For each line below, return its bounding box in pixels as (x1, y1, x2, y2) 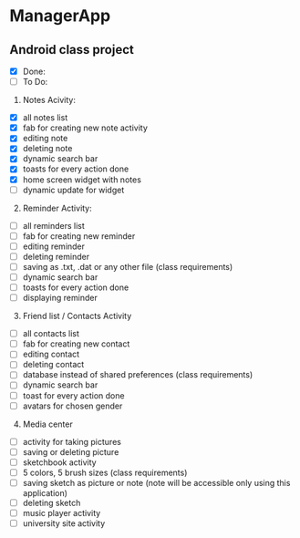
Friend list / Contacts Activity (22, 311, 132, 322)
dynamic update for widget (22, 184, 125, 195)
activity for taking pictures (22, 436, 121, 447)
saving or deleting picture (22, 446, 119, 457)
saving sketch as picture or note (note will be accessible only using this (22, 477, 291, 488)
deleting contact (22, 359, 85, 370)
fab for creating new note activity (22, 122, 149, 133)
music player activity (22, 508, 101, 518)
